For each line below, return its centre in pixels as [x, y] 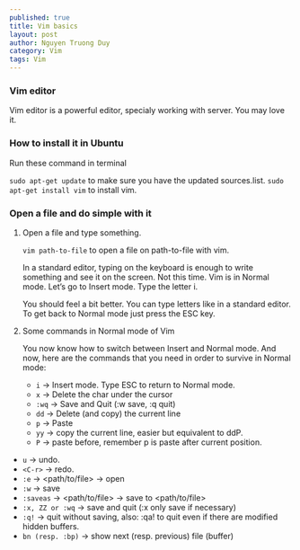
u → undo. [41, 459]
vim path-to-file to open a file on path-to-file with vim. [126, 250]
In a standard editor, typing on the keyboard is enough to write [138, 267]
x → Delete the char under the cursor [104, 394]
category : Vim [36, 51]
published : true [40, 18]
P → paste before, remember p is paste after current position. [149, 442]
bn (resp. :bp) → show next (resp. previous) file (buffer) [128, 536]
